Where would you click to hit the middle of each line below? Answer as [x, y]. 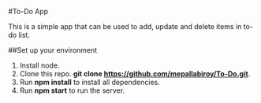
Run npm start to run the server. [72, 90]
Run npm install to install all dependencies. [89, 82]
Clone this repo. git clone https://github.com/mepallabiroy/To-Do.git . [135, 74]
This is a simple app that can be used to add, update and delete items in [125, 26]
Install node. [39, 65]
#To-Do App [28, 11]
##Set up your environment [53, 50]
